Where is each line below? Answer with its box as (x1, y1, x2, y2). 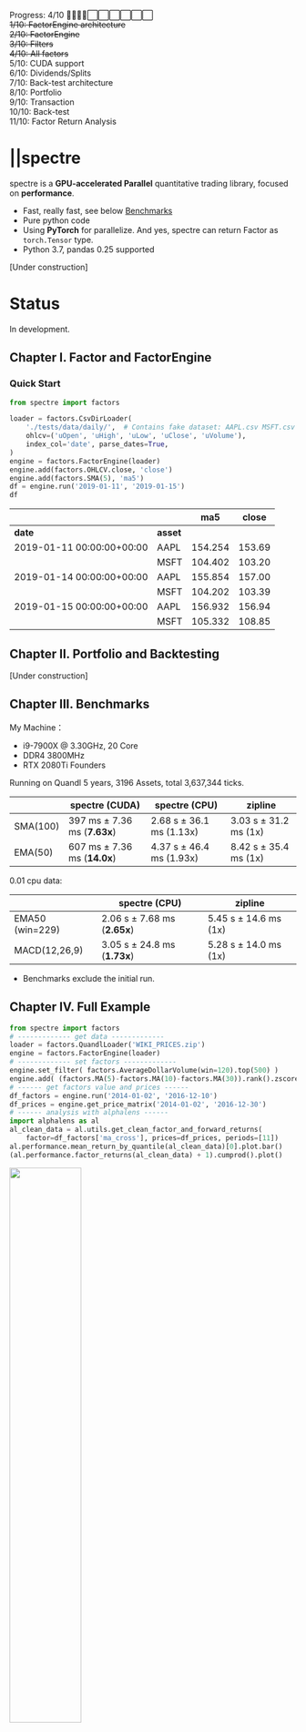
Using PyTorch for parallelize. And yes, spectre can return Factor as (22, 224, 279, 235)
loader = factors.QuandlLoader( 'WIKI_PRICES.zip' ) (9, 1040, 206, 1050)
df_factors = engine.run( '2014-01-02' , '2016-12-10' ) (9, 1091, 219, 1100)
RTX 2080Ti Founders (22, 759, 107, 770)
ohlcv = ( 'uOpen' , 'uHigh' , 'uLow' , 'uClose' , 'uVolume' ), (25, 432, 247, 441)
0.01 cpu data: (9, 875, 63, 886)
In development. (9, 323, 70, 334)
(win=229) (14, 923, 61, 936)
